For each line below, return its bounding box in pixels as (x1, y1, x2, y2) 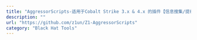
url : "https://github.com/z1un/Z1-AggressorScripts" (6, 19, 138, 25)
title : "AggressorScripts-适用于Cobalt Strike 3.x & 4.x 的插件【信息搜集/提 (6, 8, 190, 15)
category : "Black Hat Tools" (6, 25, 77, 31)
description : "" (6, 14, 46, 20)
